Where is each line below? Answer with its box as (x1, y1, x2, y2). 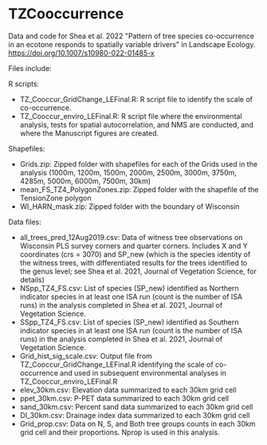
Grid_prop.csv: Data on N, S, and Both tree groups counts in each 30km (19, 419, 256, 428)
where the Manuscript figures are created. (19, 128, 159, 138)
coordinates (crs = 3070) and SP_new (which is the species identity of (19, 249, 251, 259)
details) (19, 274, 45, 284)
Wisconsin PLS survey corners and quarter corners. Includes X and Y (19, 241, 249, 250)
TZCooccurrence (8, 5, 124, 23)
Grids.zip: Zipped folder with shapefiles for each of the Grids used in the (19, 159, 257, 168)
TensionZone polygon (19, 193, 92, 203)
